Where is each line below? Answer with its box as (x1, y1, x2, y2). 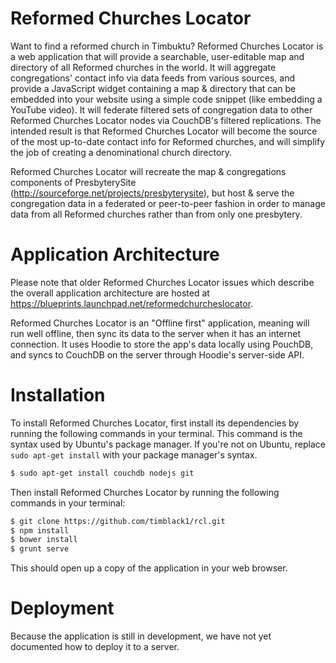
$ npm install (10, 525, 70, 536)
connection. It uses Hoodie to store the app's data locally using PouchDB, (10, 338, 314, 350)
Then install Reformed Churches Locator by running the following (10, 486, 280, 498)
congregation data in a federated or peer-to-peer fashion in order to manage (10, 197, 326, 209)
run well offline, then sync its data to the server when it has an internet (10, 327, 302, 339)
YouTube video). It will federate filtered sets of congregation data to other (10, 103, 313, 116)
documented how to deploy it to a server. (10, 641, 180, 653)
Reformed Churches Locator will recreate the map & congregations (10, 165, 287, 177)
